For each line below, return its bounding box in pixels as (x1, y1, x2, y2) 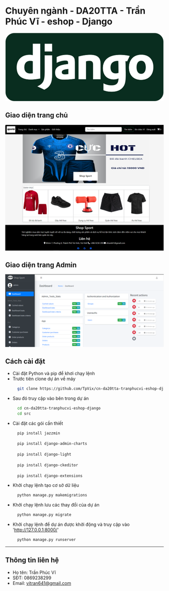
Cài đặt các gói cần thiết (12, 420, 63, 426)
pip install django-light (17, 452, 71, 457)
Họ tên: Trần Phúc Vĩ (12, 569, 56, 575)
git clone (17, 386, 38, 391)
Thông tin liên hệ (5, 556, 59, 565)
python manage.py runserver (17, 537, 76, 542)
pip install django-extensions (17, 473, 83, 478)
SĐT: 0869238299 (12, 574, 52, 581)
